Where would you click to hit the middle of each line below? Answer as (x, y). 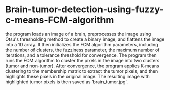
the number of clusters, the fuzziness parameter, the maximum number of (82, 50)
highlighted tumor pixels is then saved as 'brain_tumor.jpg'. (67, 82)
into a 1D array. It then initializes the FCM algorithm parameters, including (82, 44)
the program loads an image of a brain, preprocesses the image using (78, 34)
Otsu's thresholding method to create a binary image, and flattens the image (85, 39)
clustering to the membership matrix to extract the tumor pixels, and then (82, 71)
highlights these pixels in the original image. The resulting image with (77, 76)
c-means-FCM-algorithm (60, 20)
